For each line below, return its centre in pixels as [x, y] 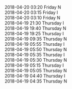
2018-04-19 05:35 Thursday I [35, 55]
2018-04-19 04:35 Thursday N [36, 81]
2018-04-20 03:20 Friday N [33, 7]
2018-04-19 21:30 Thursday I [34, 23]
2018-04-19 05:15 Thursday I [34, 65]
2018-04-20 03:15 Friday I [31, 12]
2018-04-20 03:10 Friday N [33, 18]
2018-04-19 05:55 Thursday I [35, 44]
